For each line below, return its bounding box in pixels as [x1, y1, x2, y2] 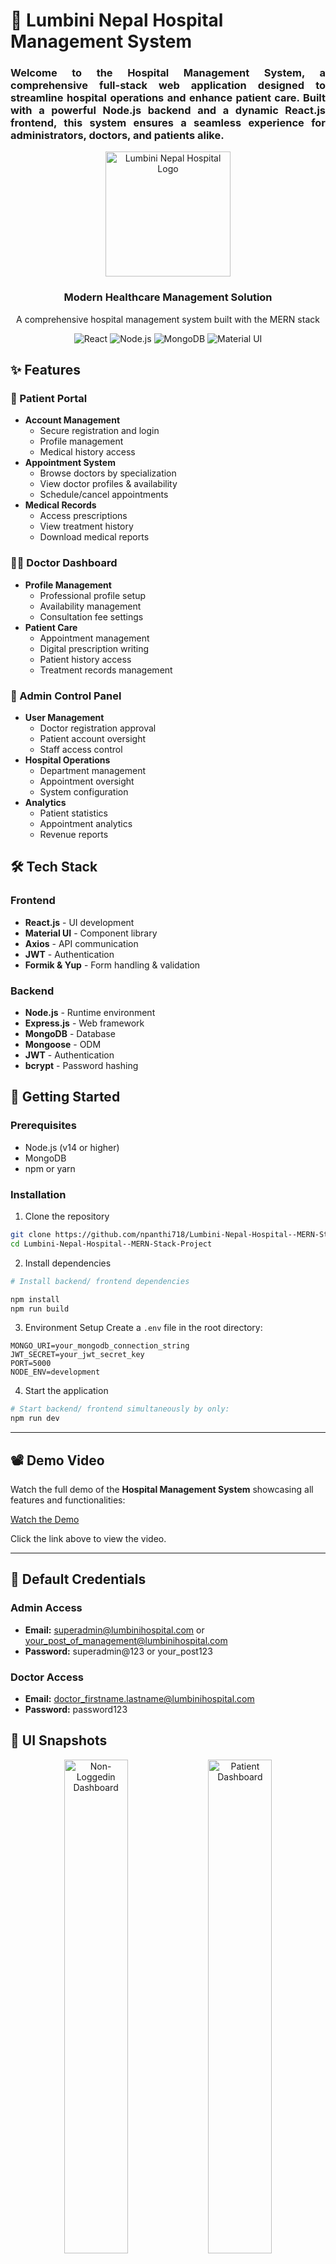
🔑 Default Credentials [10, 1571, 147, 1588]
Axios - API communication [24, 937, 139, 949]
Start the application [24, 1385, 109, 1397]
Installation [10, 1187, 67, 1201]
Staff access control [39, 744, 123, 756]
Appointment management [39, 632, 150, 644]
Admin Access [10, 1601, 83, 1615]
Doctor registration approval [39, 722, 157, 734]
